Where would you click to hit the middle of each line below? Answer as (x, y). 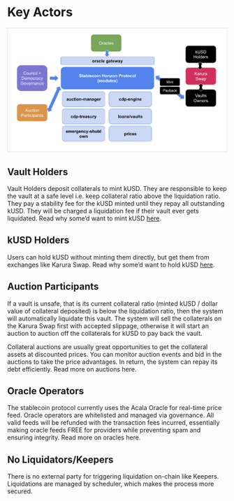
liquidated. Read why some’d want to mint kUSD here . (85, 218)
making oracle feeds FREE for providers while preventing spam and (104, 430)
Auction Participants (53, 287)
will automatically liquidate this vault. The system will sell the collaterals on (115, 318)
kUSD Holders (38, 240)
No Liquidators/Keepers (60, 459)
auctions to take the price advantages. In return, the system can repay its (112, 362)
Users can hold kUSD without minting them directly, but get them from (108, 257)
